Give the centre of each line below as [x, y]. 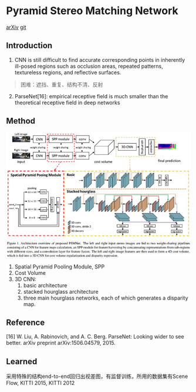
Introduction [29, 46]
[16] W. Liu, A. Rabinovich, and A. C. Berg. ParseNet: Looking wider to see [95, 337]
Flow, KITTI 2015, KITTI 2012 [40, 383]
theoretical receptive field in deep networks [67, 102]
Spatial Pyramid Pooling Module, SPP [60, 267]
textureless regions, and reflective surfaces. [68, 72]
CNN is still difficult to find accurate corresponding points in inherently [100, 59]
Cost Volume [30, 273]
